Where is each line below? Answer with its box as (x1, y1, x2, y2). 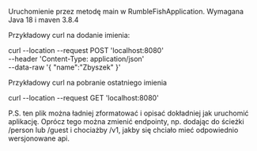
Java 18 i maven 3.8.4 (8, 15, 79, 25)
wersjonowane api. (8, 134, 70, 143)
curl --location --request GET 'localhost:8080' (8, 93, 160, 102)
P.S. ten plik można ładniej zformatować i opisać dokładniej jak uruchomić (8, 108, 249, 118)
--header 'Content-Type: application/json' (8, 55, 145, 63)
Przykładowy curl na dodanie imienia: (8, 31, 130, 40)
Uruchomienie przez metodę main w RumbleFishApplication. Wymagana (8, 7, 244, 16)
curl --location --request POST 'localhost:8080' (8, 46, 164, 55)
